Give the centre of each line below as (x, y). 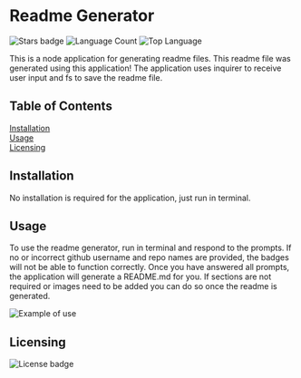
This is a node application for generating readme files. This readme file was (150, 58)
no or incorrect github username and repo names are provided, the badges (150, 257)
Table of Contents (61, 107)
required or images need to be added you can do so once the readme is (144, 286)
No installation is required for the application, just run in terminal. (130, 198)
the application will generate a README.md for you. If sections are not (141, 276)
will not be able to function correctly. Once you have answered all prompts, (150, 267)
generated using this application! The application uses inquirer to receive (146, 68)
